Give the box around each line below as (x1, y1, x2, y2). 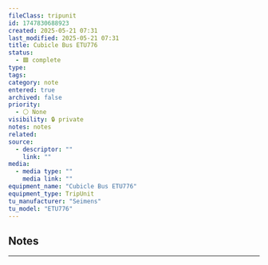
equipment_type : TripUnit (8, 189, 94, 198)
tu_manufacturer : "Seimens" (8, 197, 102, 205)
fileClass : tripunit (8, 11, 77, 20)
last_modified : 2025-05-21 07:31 (8, 34, 120, 42)
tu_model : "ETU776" (8, 204, 73, 212)
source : (8, 137, 34, 146)
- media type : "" (15, 168, 73, 176)
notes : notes (8, 123, 52, 131)
